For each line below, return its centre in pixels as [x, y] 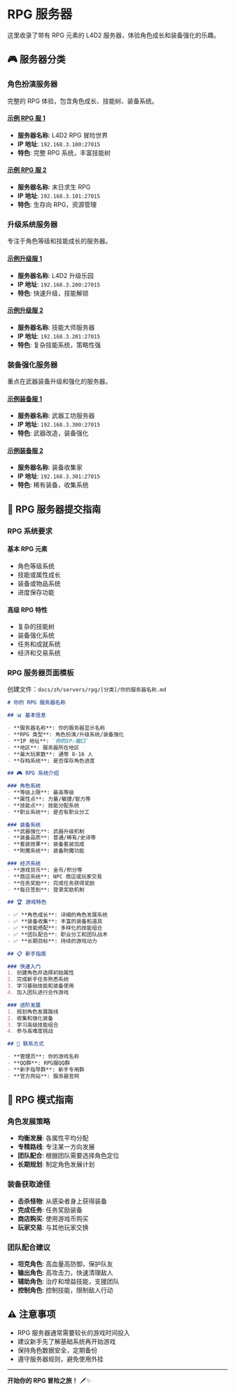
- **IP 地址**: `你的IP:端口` [48, 741]
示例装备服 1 [25, 399]
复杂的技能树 [36, 627]
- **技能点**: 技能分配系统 [43, 805]
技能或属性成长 [39, 574]
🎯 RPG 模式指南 [40, 1100]
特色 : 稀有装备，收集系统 [53, 485]
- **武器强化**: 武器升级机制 [46, 831]
